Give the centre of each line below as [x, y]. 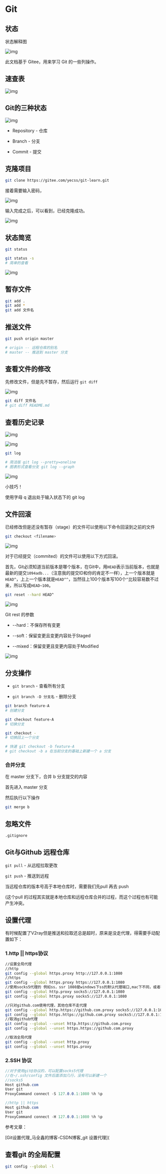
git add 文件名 [20, 310]
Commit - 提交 [27, 151]
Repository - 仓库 [30, 131]
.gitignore [16, 835]
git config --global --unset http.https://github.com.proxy [68, 1024]
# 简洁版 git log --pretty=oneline [41, 462]
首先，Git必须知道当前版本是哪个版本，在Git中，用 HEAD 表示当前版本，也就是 [82, 567]
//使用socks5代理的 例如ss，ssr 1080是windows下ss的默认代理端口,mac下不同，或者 [83, 987]
